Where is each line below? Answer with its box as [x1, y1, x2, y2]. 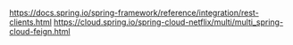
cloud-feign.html [9, 26, 71, 36]
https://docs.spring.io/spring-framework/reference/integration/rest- [9, 8, 259, 18]
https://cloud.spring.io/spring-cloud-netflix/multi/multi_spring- [53, 17, 284, 27]
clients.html [9, 17, 52, 27]
